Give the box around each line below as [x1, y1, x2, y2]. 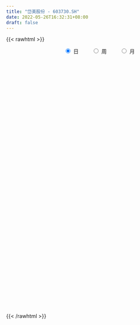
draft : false [6, 19, 38, 25]
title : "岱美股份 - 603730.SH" [6, 8, 80, 15]
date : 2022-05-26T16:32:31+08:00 [6, 14, 89, 20]
